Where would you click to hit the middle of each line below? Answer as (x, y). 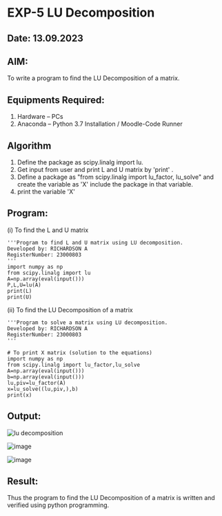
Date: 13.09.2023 (46, 38)
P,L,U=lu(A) (24, 285)
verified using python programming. (58, 505)
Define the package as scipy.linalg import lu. (80, 162)
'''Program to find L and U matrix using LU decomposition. (95, 242)
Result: (23, 481)
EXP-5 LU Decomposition (81, 13)
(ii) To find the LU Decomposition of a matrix (70, 309)
